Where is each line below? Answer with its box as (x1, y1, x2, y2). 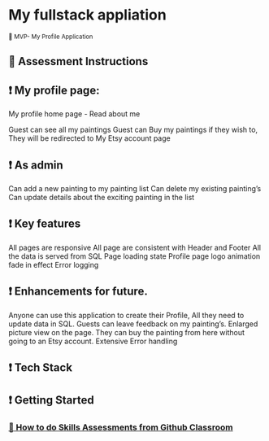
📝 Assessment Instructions (8, 55, 149, 68)
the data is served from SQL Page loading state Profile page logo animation (8, 251, 261, 261)
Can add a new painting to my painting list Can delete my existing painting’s (8, 183, 262, 193)
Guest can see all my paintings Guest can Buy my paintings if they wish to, (8, 124, 258, 135)
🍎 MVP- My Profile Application (8, 33, 93, 41)
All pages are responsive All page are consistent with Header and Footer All (8, 242, 262, 252)
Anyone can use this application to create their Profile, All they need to (8, 310, 245, 320)
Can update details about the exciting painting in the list (8, 192, 195, 202)
